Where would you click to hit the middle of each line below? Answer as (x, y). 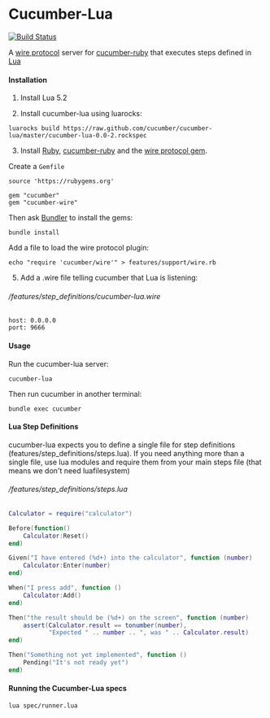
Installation (28, 80)
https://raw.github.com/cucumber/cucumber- (138, 128)
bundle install (34, 233)
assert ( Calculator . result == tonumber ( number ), (105, 625)
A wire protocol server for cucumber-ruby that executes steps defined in (130, 52)
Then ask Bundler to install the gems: (71, 218)
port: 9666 (27, 328)
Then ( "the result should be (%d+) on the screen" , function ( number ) (129, 618)
